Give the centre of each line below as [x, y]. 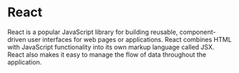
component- [198, 32]
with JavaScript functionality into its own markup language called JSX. [111, 47]
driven [17, 39]
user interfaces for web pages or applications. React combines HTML [129, 39]
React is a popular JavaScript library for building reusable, [93, 32]
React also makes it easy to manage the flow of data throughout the [107, 55]
